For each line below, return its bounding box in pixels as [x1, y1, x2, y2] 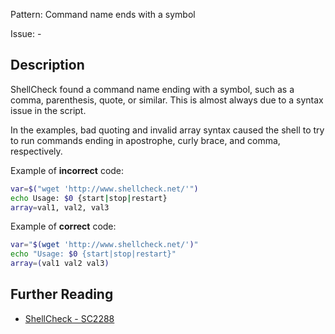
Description [10, 57, 85, 74]
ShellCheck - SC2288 [24, 312, 115, 324]
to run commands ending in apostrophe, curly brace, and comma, [10, 134, 281, 146]
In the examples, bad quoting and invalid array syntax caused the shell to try [10, 124, 325, 136]
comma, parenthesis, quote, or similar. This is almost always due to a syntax [10, 94, 324, 106]
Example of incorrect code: [10, 164, 125, 176]
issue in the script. [10, 104, 87, 116]
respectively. [10, 145, 63, 157]
